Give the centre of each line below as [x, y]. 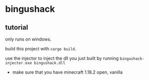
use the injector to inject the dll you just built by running [62, 58]
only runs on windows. [28, 39]
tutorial [17, 27]
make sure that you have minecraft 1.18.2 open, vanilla [68, 72]
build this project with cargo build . [41, 49]
